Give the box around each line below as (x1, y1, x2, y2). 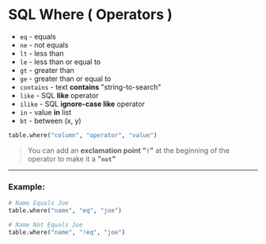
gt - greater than (19, 65, 75, 74)
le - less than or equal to (19, 57, 101, 67)
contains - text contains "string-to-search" (19, 82, 161, 92)
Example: (8, 181, 45, 192)
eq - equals (19, 32, 57, 41)
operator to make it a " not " (27, 154, 116, 163)
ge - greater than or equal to (19, 74, 112, 83)
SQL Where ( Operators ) (8, 6, 173, 24)
